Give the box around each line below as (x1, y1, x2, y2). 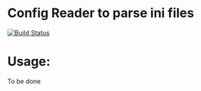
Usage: (7, 53, 51, 70)
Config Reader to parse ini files (7, 5, 195, 21)
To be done (7, 77, 41, 85)
